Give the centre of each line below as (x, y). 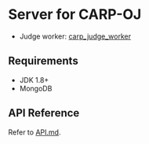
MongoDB (36, 88)
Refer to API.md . (35, 132)
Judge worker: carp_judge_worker (75, 36)
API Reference (44, 113)
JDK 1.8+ (34, 79)
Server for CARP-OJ (75, 15)
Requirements (43, 61)
